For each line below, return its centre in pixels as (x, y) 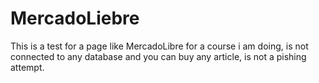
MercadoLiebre (75, 18)
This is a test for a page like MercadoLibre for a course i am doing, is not (159, 46)
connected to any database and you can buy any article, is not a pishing (158, 56)
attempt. (27, 67)
